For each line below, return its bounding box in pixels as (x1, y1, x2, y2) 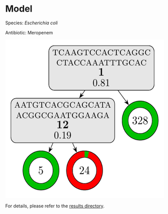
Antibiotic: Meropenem (5, 29, 53, 35)
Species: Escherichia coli (5, 20, 58, 26)
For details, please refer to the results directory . (5, 203, 105, 209)
